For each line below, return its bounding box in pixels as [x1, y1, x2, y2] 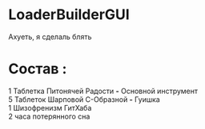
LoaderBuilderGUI [8, 6, 130, 24]
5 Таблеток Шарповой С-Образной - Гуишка [8, 94, 160, 104]
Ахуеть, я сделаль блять [8, 32, 92, 41]
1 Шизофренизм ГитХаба [8, 103, 92, 112]
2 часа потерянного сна [8, 111, 90, 121]
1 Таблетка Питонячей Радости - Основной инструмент [8, 86, 199, 96]
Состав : [8, 60, 67, 78]
